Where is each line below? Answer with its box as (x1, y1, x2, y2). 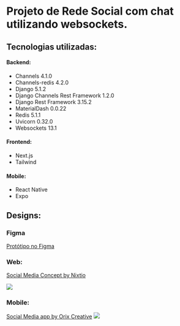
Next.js (15, 152, 34, 159)
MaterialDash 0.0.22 (15, 105, 67, 112)
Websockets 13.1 (15, 124, 57, 132)
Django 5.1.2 (15, 85, 47, 92)
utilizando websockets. (6, 17, 128, 31)
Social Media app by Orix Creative (6, 313, 92, 320)
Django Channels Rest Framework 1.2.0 (15, 92, 114, 99)
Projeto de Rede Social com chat (6, 4, 174, 18)
